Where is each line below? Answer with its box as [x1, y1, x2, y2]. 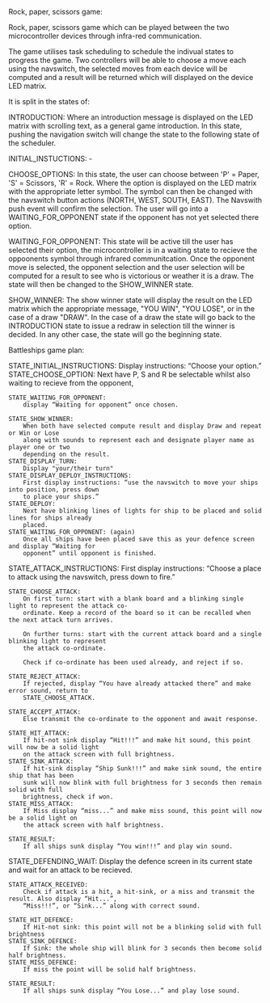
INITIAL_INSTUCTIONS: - [8, 154, 93, 163]
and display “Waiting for [8, 542, 95, 550]
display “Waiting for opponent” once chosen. [23, 401, 179, 409]
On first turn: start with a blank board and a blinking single [23, 595, 244, 603]
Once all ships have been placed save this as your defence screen [23, 535, 255, 543]
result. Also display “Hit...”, [8, 895, 117, 903]
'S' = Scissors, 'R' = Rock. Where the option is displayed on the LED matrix [8, 178, 257, 188]
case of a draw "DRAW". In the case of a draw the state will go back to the [8, 313, 256, 322]
